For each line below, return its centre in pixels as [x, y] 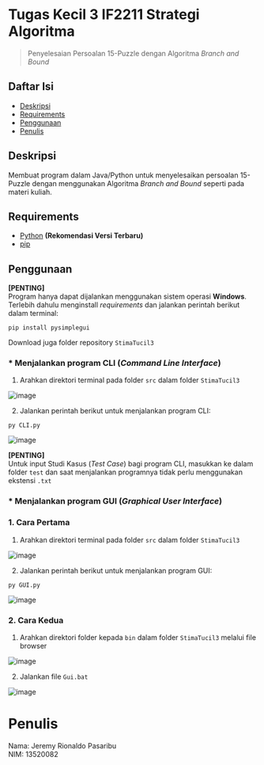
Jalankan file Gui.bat [54, 676]
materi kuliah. [30, 192]
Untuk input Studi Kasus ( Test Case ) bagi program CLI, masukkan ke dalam [131, 464]
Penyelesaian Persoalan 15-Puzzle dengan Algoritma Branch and [133, 53]
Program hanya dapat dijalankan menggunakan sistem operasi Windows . [128, 297]
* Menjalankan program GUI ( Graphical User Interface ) [115, 501]
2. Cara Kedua [36, 620]
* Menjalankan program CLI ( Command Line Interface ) [115, 363]
